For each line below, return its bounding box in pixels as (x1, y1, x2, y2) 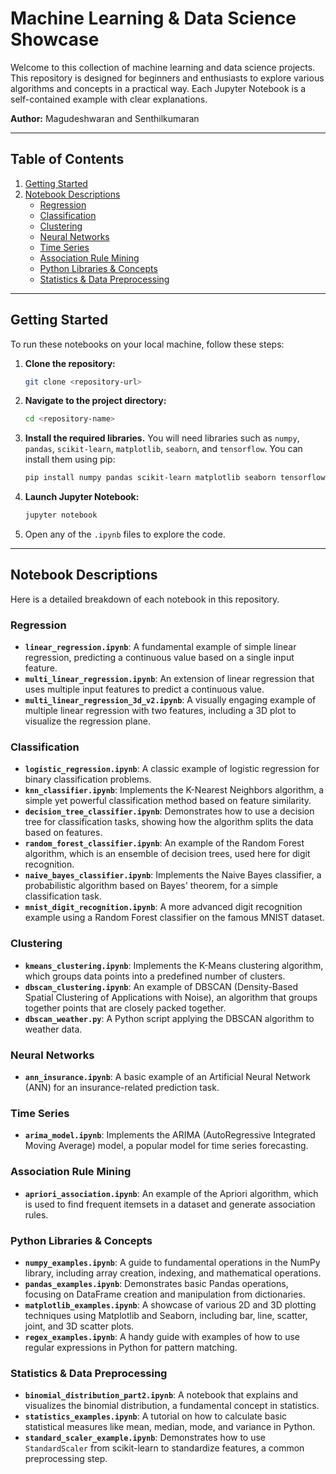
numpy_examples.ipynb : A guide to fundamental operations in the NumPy (24, 1256, 321, 1268)
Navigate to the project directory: (24, 395, 167, 407)
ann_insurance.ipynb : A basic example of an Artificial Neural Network (24, 1071, 311, 1083)
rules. (24, 1208, 49, 1221)
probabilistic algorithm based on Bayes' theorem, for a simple (24, 880, 279, 892)
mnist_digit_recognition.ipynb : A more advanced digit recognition (24, 901, 303, 913)
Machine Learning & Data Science (10, 7, 297, 30)
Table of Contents (10, 151, 125, 168)
